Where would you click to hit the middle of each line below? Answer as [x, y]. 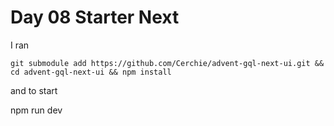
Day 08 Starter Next [95, 17]
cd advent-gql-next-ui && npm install [91, 72]
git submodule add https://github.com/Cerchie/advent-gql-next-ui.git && [167, 63]
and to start [34, 90]
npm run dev [36, 110]
